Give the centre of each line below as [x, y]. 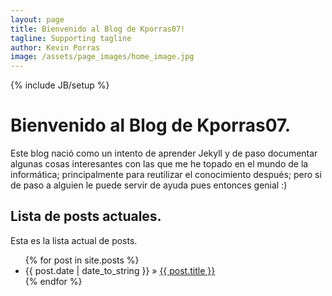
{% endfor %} [53, 281]
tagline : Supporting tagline [71, 38]
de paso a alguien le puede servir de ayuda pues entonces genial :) [149, 185]
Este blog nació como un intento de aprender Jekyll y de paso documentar [164, 153]
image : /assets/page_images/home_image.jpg [102, 57]
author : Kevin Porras [55, 47]
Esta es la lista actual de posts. [74, 240]
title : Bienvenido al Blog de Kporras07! [98, 29]
